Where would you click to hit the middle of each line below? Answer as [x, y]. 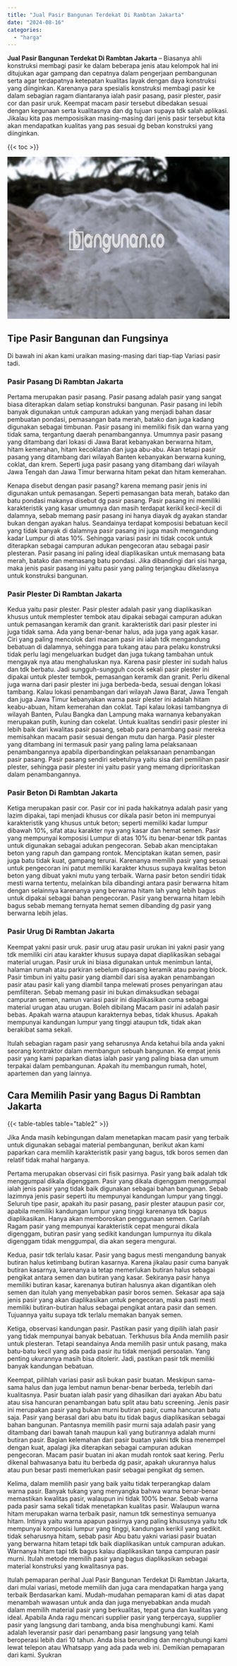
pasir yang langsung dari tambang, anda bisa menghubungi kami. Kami [110, 1624]
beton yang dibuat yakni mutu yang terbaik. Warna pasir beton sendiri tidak [117, 875]
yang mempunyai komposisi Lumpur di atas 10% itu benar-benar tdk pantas [117, 838]
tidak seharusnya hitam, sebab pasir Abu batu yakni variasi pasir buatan [112, 1536]
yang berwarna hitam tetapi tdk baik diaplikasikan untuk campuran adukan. [116, 1543]
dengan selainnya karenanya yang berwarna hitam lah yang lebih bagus [112, 891]
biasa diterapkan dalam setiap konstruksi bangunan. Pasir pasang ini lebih [115, 404]
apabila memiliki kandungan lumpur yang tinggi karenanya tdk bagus [107, 1211]
